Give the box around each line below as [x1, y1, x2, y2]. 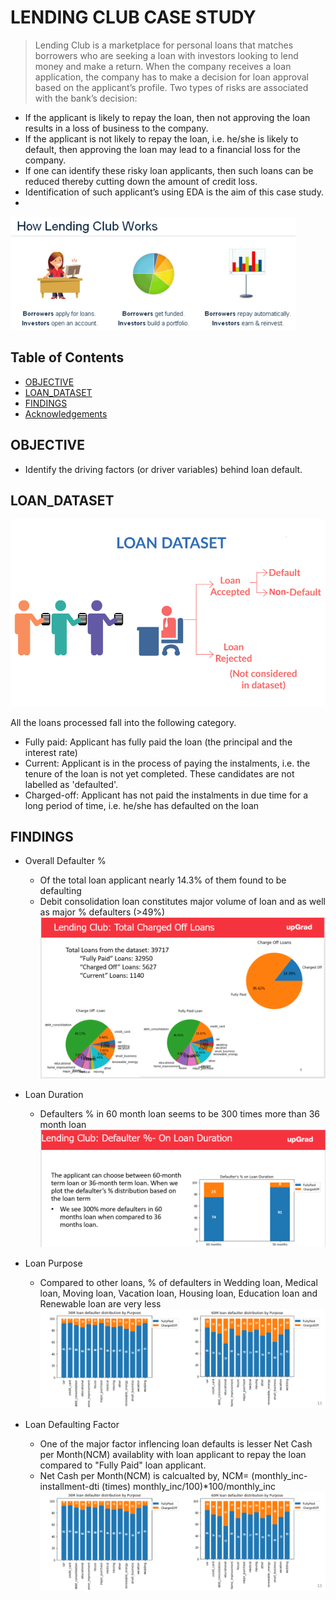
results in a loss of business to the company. [24, 122, 209, 134]
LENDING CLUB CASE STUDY [10, 6, 257, 29]
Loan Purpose [24, 1257, 83, 1270]
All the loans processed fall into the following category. [10, 716, 237, 728]
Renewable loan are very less [39, 1298, 162, 1310]
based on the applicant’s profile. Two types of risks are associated [34, 81, 309, 93]
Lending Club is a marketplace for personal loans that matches [34, 39, 294, 51]
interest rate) [24, 746, 78, 758]
